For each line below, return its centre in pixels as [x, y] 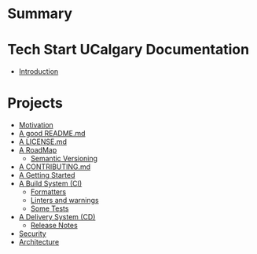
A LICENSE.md [43, 142]
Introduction [39, 72]
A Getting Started [47, 175]
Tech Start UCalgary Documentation [128, 50]
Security [32, 234]
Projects [35, 103]
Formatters [48, 192]
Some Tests [50, 208]
